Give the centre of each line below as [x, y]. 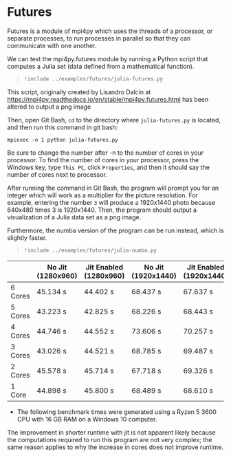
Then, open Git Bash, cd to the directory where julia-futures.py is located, [114, 120]
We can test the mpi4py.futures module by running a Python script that [108, 58]
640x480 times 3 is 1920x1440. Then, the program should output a [102, 210]
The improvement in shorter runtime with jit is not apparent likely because [111, 432]
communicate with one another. [52, 45]
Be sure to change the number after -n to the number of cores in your [106, 153]
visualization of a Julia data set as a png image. [74, 217]
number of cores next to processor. [57, 174]
